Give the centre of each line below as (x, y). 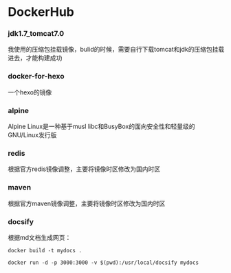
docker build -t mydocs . (45, 250)
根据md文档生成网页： (40, 237)
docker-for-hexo (36, 77)
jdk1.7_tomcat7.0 (36, 34)
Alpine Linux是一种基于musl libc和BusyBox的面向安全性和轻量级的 (101, 127)
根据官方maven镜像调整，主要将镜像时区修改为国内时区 (87, 203)
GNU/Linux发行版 (32, 135)
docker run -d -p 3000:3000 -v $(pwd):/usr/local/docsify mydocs (103, 263)
